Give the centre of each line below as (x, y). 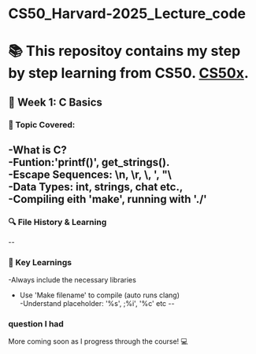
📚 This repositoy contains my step (124, 51)
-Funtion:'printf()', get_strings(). (89, 162)
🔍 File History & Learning (58, 222)
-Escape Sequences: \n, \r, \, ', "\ (90, 175)
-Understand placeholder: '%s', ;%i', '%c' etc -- (97, 303)
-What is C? (37, 150)
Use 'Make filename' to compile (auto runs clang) (99, 295)
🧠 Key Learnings (40, 263)
